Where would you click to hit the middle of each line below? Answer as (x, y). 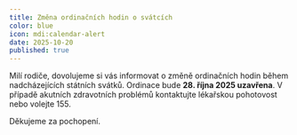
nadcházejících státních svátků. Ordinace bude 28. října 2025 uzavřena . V (146, 85)
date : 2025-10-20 (41, 42)
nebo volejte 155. (40, 104)
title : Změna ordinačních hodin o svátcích (91, 17)
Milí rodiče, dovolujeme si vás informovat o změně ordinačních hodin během (149, 75)
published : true (39, 51)
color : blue (31, 26)
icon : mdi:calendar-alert (57, 34)
